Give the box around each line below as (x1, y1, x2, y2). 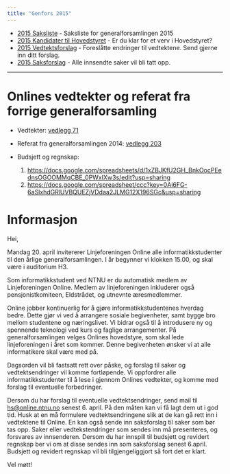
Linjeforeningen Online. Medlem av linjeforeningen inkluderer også (7, 283, 195, 291)
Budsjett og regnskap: (16, 153, 80, 161)
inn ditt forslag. (16, 51, 60, 59)
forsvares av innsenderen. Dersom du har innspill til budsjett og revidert (7, 432, 209, 440)
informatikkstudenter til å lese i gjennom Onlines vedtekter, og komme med (7, 375, 219, 383)
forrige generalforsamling (7, 103, 157, 119)
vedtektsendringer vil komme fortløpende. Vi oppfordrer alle (7, 368, 177, 376)
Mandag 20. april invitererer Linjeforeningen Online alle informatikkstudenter (7, 248, 222, 256)
